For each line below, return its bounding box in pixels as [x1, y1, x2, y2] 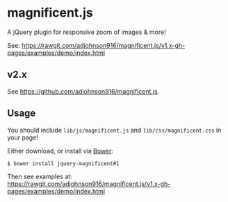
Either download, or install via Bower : [7, 146, 113, 155]
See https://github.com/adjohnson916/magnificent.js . [7, 87, 160, 95]
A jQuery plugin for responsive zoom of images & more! [7, 28, 166, 36]
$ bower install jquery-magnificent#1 [7, 160, 120, 167]
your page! [7, 133, 38, 142]
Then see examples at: [7, 172, 72, 180]
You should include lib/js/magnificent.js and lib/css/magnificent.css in [7, 126, 222, 134]
